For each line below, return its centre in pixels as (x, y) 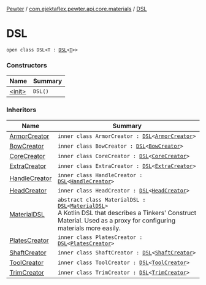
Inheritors (21, 110)
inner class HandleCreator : (100, 175)
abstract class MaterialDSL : (101, 199)
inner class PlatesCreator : (100, 237)
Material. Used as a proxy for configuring (116, 220)
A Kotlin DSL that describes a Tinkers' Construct (127, 213)
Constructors (27, 65)
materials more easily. (89, 228)
